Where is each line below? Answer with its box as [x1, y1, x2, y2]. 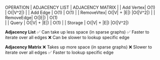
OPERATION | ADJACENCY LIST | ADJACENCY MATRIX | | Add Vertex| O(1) [5, 5, 156, 10]
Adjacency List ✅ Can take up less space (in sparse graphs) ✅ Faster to [5, 29, 149, 35]
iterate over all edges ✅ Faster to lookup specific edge [5, 49, 114, 55]
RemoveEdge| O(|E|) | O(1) [5, 15, 58, 20]
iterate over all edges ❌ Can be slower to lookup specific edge [5, 35, 130, 40]
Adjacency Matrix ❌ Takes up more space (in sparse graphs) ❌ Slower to [5, 44, 152, 50]
